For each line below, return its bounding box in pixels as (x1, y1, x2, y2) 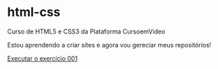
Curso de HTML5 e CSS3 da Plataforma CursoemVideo (7, 27, 166, 36)
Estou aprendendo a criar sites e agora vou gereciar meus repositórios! (7, 40, 212, 49)
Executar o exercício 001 (7, 54, 78, 63)
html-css (7, 4, 61, 20)
